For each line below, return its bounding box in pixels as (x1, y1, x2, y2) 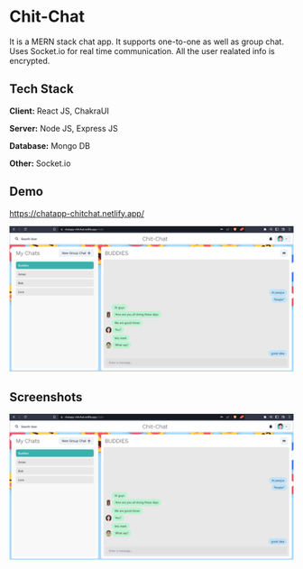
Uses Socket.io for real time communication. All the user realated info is (9, 45, 275, 56)
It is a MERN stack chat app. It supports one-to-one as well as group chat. (9, 36, 284, 47)
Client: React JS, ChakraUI (9, 106, 110, 116)
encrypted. (9, 55, 50, 66)
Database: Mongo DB (9, 140, 90, 151)
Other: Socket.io (9, 158, 71, 169)
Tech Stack (9, 81, 74, 96)
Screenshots (9, 390, 83, 405)
